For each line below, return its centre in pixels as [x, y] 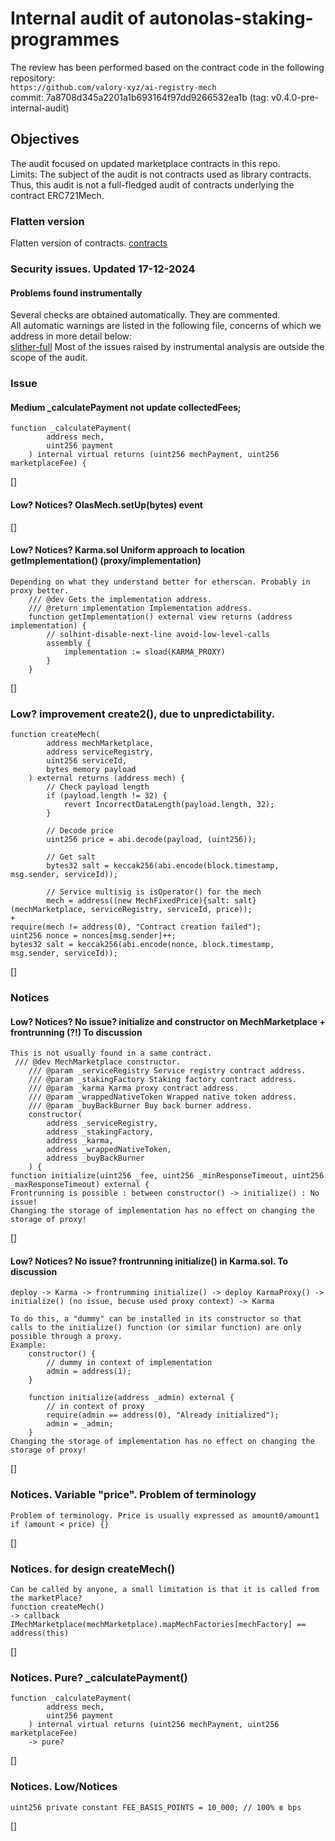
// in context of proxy [95, 1407]
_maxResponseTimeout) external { [80, 1185]
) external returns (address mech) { [107, 778]
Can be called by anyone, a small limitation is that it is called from [165, 1589]
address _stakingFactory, [100, 1132]
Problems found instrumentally [76, 293]
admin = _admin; [80, 1424]
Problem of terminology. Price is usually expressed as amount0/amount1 [165, 1515]
